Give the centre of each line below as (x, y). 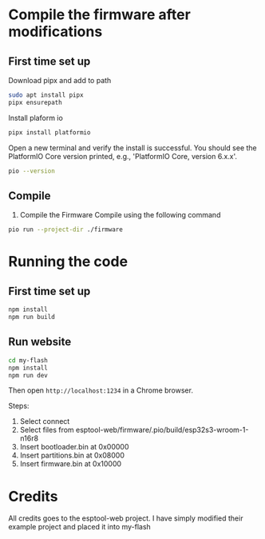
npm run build (32, 317)
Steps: (19, 406)
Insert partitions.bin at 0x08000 (72, 455)
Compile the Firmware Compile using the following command (120, 215)
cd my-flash (28, 360)
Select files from (47, 430)
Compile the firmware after (100, 15)
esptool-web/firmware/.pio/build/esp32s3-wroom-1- (162, 430)
